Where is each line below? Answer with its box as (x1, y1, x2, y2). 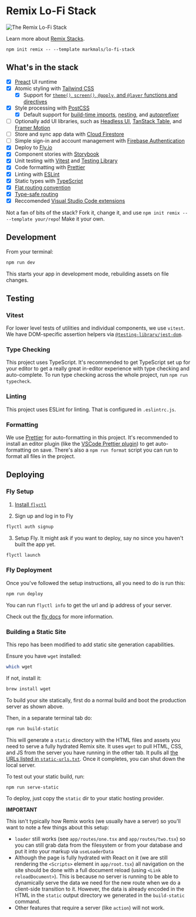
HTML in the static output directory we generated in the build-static (14, 892, 185, 899)
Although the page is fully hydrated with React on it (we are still (14, 854, 168, 862)
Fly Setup (6, 488, 34, 496)
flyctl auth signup (6, 524, 54, 530)
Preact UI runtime (14, 78, 58, 85)
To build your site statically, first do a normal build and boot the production (6, 696, 187, 704)
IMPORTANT (6, 806, 38, 813)
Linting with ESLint (14, 170, 60, 178)
